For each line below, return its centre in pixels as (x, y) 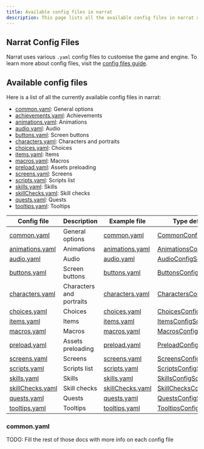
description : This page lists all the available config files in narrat (100, 18)
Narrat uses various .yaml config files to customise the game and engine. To (102, 57)
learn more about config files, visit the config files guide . (77, 63)
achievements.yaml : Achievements (59, 116)
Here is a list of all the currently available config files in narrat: (84, 97)
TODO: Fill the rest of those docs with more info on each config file (90, 440)
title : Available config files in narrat (59, 12)
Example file (127, 221)
